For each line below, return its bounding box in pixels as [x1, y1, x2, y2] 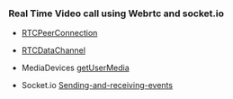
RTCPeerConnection [21, 28, 98, 39]
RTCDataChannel [21, 45, 86, 56]
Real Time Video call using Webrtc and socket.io [8, 7, 224, 20]
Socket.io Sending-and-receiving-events [21, 80, 173, 91]
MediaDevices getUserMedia [21, 62, 130, 74]
